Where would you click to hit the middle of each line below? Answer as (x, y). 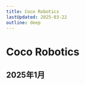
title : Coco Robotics (33, 12)
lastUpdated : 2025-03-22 (37, 17)
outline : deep (24, 22)
